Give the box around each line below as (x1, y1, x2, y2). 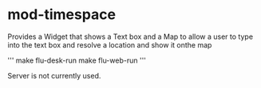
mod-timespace (7, 6, 117, 24)
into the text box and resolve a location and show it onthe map (7, 40, 212, 49)
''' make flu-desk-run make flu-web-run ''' (7, 55, 147, 65)
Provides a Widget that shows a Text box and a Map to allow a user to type (7, 32, 253, 41)
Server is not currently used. (7, 71, 101, 80)
